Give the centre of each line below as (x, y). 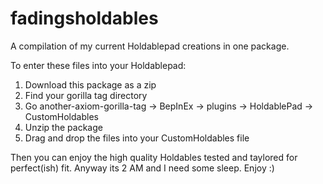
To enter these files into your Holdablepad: (98, 65)
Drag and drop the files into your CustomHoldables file (137, 138)
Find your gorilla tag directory (86, 95)
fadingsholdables (84, 18)
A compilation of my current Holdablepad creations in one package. (150, 46)
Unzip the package (63, 127)
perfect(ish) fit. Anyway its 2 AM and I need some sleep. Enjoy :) (142, 168)
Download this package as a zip (90, 84)
